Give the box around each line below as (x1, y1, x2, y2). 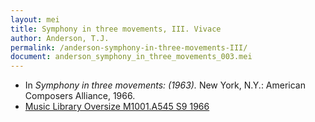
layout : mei (10, 14, 60, 25)
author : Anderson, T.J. (10, 33, 110, 43)
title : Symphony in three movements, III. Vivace (10, 24, 222, 34)
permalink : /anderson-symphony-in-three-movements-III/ (10, 42, 248, 53)
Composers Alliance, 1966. (24, 90, 136, 102)
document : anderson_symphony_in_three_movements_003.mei (10, 52, 253, 62)
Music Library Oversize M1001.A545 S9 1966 (24, 101, 210, 113)
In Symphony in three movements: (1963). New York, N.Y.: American (24, 79, 307, 91)
